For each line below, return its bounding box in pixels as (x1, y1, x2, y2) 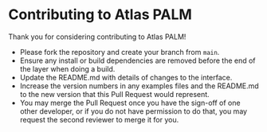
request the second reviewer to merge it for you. (19, 115, 179, 124)
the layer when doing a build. (19, 64, 116, 73)
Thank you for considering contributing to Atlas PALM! (8, 32, 187, 41)
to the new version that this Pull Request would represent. (19, 89, 210, 99)
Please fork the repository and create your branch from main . (19, 47, 220, 56)
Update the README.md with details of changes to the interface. (19, 72, 233, 82)
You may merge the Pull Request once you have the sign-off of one (19, 98, 241, 107)
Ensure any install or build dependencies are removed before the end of (19, 56, 257, 65)
